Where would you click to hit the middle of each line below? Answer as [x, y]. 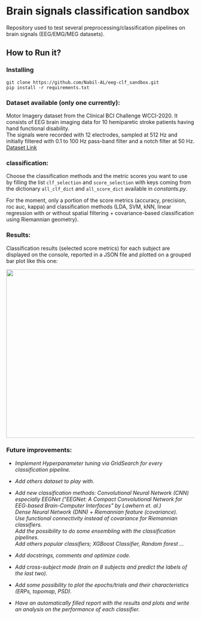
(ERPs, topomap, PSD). [43, 591]
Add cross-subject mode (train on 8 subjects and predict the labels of [101, 567]
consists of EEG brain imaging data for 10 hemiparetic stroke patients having [100, 122]
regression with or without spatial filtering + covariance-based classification [100, 213]
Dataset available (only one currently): [63, 102]
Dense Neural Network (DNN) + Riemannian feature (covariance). [96, 512]
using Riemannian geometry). [42, 219]
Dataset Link [22, 147]
